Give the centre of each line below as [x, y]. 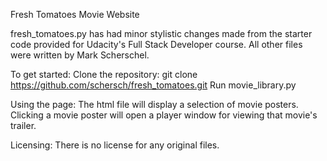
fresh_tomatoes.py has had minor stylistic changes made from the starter [161, 33]
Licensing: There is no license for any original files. [115, 145]
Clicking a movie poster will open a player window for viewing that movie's [164, 115]
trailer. [23, 125]
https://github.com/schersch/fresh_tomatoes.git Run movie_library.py [153, 85]
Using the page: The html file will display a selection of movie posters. [154, 104]
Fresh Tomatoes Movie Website [75, 14]
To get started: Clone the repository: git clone [104, 74]
